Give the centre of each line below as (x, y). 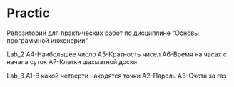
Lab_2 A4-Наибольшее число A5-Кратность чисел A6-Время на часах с (117, 54)
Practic (29, 13)
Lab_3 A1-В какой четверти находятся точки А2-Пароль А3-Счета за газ (117, 76)
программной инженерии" (47, 40)
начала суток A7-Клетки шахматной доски (72, 61)
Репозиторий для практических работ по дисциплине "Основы (103, 33)
